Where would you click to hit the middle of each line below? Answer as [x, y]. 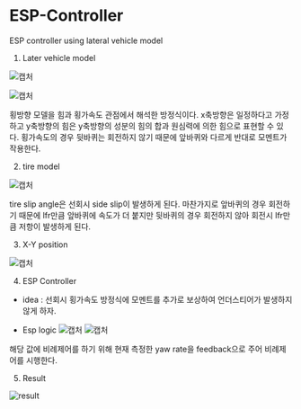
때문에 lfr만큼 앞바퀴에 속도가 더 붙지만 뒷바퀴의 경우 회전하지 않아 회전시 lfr [151, 215]
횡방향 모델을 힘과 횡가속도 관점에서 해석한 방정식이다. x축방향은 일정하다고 [141, 114]
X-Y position [45, 245]
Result [34, 378]
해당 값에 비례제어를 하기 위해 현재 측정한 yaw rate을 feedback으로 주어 [136, 349]
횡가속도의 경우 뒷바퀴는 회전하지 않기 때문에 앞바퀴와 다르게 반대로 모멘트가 [154, 137]
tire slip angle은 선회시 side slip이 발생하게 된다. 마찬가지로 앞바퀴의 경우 [138, 204]
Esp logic [39, 330]
